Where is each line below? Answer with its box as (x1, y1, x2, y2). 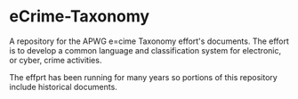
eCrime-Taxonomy (9, 6, 149, 27)
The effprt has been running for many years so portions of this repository (9, 71, 278, 82)
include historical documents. (9, 81, 117, 92)
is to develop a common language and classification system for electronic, (9, 45, 282, 55)
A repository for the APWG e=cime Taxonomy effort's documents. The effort (9, 36, 289, 46)
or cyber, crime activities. (9, 54, 102, 65)
